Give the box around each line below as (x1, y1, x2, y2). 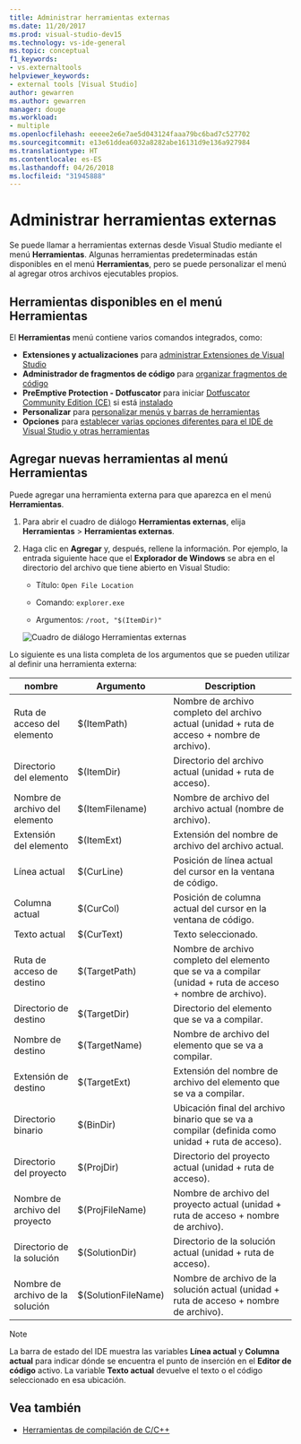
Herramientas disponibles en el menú (9, 294, 222, 309)
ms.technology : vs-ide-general (9, 38, 126, 48)
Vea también (9, 1400, 82, 1416)
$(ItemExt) (77, 834, 123, 846)
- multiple (9, 122, 50, 131)
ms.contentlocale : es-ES (9, 154, 102, 164)
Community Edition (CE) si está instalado (21, 397, 173, 408)
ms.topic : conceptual (9, 47, 90, 56)
